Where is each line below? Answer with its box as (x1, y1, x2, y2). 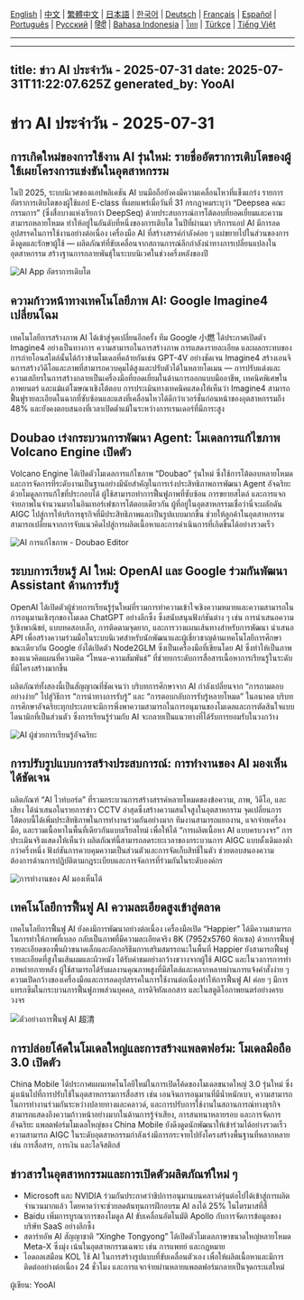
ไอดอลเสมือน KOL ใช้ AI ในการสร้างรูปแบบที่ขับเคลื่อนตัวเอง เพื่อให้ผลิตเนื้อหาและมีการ (23, 1251, 284, 1262)
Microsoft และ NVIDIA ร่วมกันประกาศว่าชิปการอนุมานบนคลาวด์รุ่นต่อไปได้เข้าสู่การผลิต (23, 1191, 290, 1202)
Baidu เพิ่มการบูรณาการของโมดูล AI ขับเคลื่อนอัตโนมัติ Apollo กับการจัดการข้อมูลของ (23, 1211, 282, 1221)
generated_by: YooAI (113, 77, 235, 92)
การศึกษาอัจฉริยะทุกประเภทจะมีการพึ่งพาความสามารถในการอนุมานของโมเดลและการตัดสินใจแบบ (10, 701, 295, 711)
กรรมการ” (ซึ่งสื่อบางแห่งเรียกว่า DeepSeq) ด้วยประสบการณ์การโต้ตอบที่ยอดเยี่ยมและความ (10, 208, 283, 218)
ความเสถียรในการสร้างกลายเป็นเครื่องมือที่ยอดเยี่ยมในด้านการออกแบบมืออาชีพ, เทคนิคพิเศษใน (10, 373, 288, 384)
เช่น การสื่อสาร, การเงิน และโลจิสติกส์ (10, 1139, 121, 1150)
